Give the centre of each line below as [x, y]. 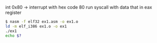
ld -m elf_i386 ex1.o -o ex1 [36, 26]
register [13, 12]
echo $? [13, 35]
